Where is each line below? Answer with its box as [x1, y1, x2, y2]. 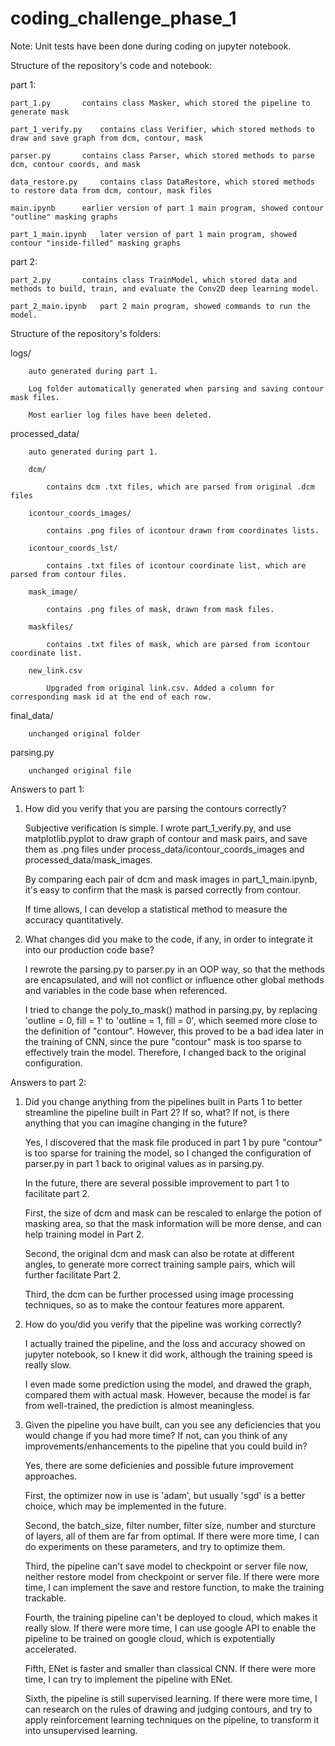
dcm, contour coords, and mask [10, 159, 141, 169]
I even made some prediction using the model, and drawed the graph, [24, 1378, 312, 1390]
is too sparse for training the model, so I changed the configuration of [24, 1147, 312, 1159]
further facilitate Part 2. [24, 1268, 122, 1281]
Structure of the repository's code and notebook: [10, 59, 213, 71]
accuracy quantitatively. [24, 913, 124, 926]
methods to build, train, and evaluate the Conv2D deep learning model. [10, 283, 320, 294]
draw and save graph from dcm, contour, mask [10, 133, 203, 143]
